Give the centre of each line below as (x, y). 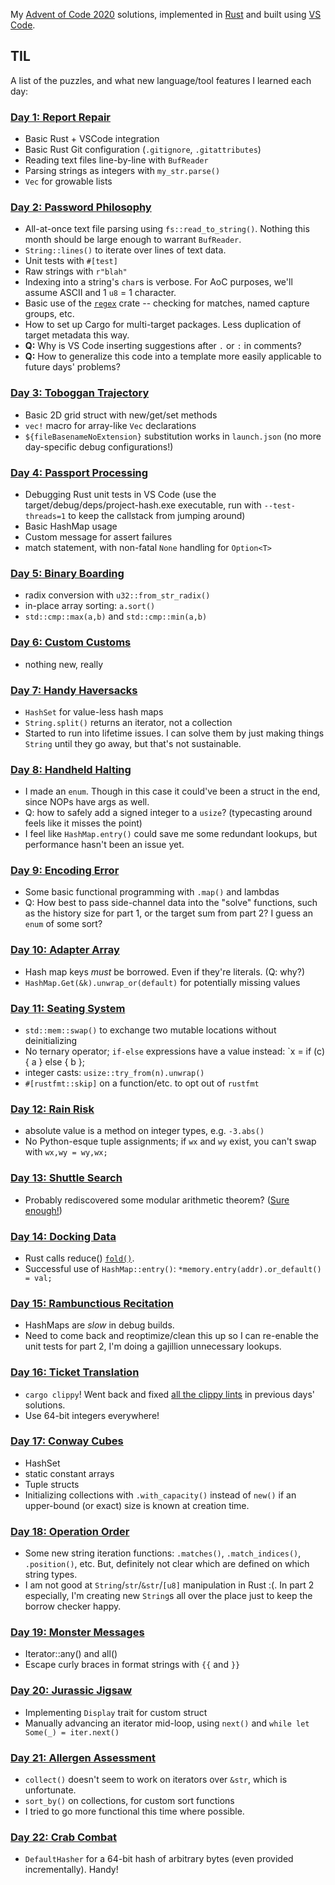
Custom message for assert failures (98, 537)
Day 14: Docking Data (63, 1236)
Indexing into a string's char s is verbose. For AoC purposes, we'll (158, 282)
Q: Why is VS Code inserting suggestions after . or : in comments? (163, 346)
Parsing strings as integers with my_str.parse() (122, 171)
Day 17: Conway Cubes (67, 1441)
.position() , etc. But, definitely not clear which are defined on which (167, 1564)
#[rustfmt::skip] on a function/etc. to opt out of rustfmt (142, 1083)
